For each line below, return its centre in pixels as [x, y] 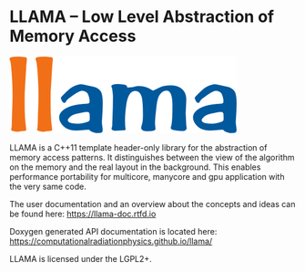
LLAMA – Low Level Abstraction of [142, 17]
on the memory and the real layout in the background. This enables [135, 167]
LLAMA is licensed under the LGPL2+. [81, 258]
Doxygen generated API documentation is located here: [113, 231]
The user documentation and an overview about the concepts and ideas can [152, 204]
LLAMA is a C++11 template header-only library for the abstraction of [138, 147]
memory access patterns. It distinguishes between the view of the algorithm [152, 157]
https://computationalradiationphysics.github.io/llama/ [111, 241]
